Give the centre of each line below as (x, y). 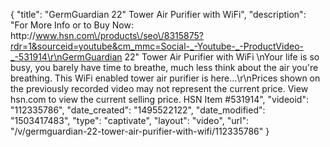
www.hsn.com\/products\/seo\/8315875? (120, 35)
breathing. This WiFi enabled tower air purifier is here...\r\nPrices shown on (165, 78)
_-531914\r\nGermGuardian (66, 57)
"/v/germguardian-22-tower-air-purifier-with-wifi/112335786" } (140, 131)
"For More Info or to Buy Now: (72, 25)
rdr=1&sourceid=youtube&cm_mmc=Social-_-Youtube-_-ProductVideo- (157, 46)
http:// (23, 35)
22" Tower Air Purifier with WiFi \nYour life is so (222, 57)
